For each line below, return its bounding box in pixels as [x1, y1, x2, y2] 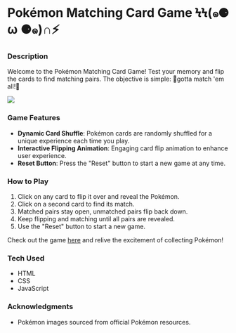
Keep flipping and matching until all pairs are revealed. [17, 215, 176, 223]
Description [7, 51, 48, 61]
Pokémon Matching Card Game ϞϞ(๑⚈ [7, 5, 229, 21]
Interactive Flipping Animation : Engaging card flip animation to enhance [17, 144, 228, 152]
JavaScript [17, 285, 49, 293]
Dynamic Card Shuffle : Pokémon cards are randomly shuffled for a [17, 129, 213, 137]
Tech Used [7, 254, 45, 263]
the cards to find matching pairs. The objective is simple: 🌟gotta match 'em [7, 74, 225, 84]
